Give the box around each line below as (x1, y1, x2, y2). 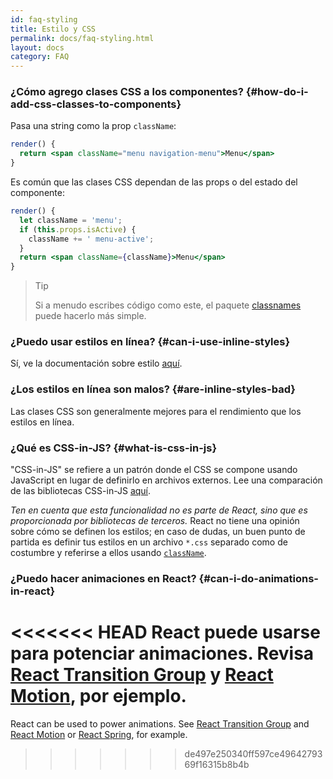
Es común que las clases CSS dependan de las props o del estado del (10, 176, 298, 188)
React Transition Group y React (10, 664, 274, 686)
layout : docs (10, 42, 65, 53)
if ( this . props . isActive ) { (19, 224, 137, 235)
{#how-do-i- (245, 85, 309, 99)
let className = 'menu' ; (19, 215, 123, 225)
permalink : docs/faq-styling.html (10, 33, 155, 43)
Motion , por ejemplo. (10, 685, 187, 708)
